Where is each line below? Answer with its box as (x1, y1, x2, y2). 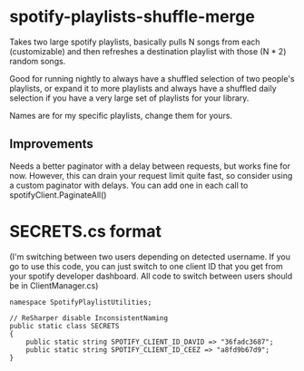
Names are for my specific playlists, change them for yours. (9, 110, 233, 121)
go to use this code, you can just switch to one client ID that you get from (9, 260, 283, 271)
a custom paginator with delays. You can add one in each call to (9, 180, 249, 190)
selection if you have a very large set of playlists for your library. (9, 93, 250, 103)
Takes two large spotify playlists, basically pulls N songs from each (9, 36, 260, 47)
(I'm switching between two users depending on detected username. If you (9, 251, 290, 262)
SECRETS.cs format (9, 220, 162, 241)
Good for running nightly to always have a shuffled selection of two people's (9, 73, 295, 83)
